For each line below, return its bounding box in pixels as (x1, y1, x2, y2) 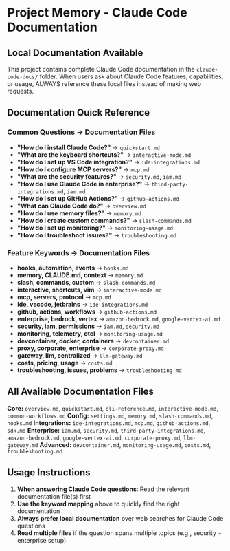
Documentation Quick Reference (7, 107, 150, 118)
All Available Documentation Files (7, 386, 154, 398)
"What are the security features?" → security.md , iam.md (16, 172, 182, 180)
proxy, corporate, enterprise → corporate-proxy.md (16, 344, 165, 352)
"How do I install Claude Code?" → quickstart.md (16, 143, 160, 151)
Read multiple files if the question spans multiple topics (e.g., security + (16, 528, 222, 537)
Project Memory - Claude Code (7, 5, 187, 21)
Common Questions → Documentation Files (7, 127, 156, 137)
